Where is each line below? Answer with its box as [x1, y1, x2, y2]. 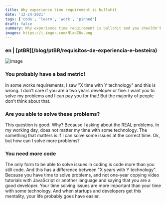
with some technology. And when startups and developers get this [5, 188, 142, 194]
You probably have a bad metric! [5, 71, 86, 78]
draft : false [5, 21, 32, 26]
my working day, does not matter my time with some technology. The [5, 127, 148, 133]
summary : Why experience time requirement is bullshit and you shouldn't [5, 26, 162, 31]
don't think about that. [5, 98, 51, 104]
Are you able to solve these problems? [5, 110, 100, 117]
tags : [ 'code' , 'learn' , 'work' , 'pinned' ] [5, 16, 97, 21]
